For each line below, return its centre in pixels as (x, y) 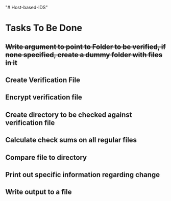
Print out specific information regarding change (83, 175)
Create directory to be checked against (69, 115)
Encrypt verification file (44, 97)
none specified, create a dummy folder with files (84, 55)
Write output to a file (39, 192)
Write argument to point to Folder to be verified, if (86, 47)
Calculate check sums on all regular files (71, 140)
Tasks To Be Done (44, 28)
